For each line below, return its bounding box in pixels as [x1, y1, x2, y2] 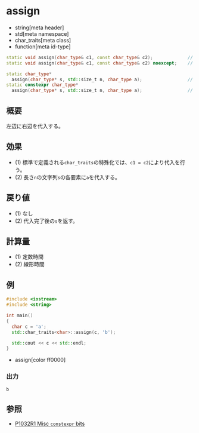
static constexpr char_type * [6, 82, 79, 88]
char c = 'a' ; [11, 324, 46, 330]
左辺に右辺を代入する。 [6, 122, 64, 130]
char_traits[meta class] [14, 36, 71, 44]
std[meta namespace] [14, 30, 69, 37]
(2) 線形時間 [14, 261, 45, 268]
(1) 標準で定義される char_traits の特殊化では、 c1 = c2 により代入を [14, 158, 181, 165]
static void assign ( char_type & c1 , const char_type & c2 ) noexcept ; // [6, 60, 194, 66]
